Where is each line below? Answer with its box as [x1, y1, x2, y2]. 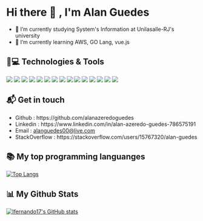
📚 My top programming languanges [6, 151, 145, 162]
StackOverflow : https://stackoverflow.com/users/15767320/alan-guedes [15, 133, 198, 140]
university [15, 31, 41, 39]
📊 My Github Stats [6, 189, 79, 199]
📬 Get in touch [6, 95, 65, 105]
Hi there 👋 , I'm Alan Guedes [6, 5, 150, 19]
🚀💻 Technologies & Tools [6, 57, 105, 67]
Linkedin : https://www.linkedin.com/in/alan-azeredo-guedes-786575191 [15, 120, 196, 128]
